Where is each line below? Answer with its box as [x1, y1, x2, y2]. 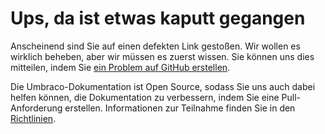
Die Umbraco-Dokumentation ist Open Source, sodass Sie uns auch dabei [10, 80, 316, 92]
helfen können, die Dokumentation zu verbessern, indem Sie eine [10, 91, 280, 103]
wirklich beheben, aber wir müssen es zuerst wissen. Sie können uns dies [10, 50, 315, 62]
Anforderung [10, 102, 63, 114]
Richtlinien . [10, 112, 57, 124]
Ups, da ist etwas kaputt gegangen [10, 7, 306, 30]
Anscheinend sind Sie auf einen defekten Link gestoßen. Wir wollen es [10, 40, 301, 52]
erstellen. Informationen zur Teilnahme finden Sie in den [64, 102, 296, 114]
